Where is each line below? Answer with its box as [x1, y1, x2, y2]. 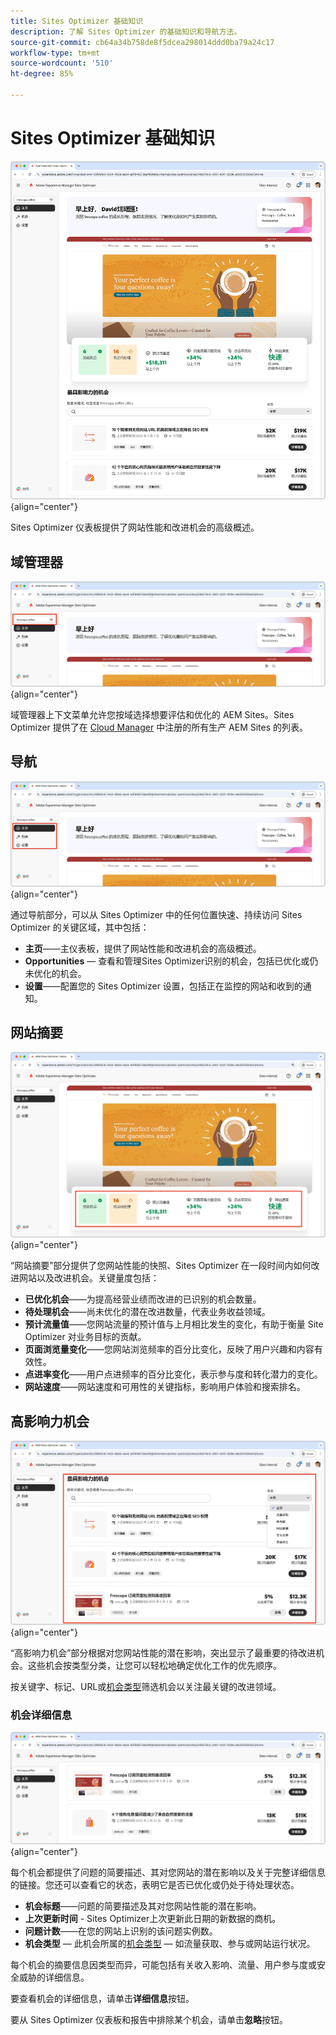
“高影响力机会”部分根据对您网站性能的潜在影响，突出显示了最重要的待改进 [10, 1646, 317, 1659]
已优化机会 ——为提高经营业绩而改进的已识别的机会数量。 [24, 1293, 262, 1305]
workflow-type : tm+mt [10, 48, 101, 58]
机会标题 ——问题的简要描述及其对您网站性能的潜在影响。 [24, 1900, 262, 1912]
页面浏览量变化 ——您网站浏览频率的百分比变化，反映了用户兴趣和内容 [24, 1343, 315, 1355]
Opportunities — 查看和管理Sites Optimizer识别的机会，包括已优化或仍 [24, 955, 319, 967]
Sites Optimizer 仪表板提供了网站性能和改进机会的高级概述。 [10, 521, 260, 534]
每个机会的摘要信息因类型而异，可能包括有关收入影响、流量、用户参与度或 [10, 1959, 317, 1971]
